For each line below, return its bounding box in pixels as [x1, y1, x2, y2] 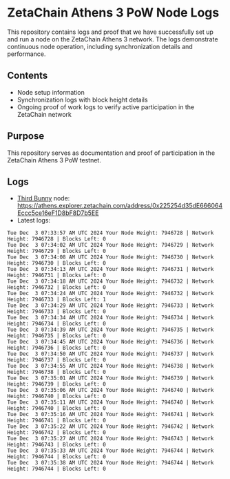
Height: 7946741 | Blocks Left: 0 [7, 417, 107, 424]
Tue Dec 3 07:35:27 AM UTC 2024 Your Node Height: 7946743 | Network [7, 435, 214, 442]
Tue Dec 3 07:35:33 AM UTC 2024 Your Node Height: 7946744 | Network [7, 447, 214, 454]
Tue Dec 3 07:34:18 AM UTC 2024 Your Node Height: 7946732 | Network [7, 278, 214, 285]
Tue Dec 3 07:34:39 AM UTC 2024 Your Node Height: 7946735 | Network [7, 326, 214, 333]
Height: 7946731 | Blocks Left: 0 [7, 272, 107, 279]
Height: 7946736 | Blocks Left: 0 [7, 344, 107, 352]
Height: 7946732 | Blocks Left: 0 [7, 284, 107, 291]
